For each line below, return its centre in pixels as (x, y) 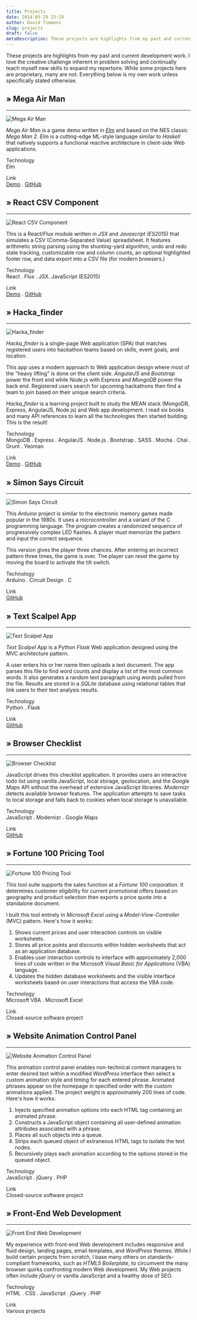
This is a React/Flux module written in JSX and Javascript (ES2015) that (93, 233)
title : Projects (26, 11)
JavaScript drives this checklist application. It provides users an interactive (96, 774)
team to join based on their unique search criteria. (66, 392)
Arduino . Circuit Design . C (39, 580)
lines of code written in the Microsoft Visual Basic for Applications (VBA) (102, 963)
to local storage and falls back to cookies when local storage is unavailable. (97, 800)
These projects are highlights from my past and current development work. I (98, 56)
